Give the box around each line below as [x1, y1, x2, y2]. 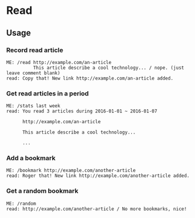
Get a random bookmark [6, 187, 79, 195]
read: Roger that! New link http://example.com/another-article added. [6, 173, 190, 179]
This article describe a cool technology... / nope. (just [32, 65, 185, 71]
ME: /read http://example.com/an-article [6, 59, 112, 65]
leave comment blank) [6, 70, 61, 76]
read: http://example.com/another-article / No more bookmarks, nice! [6, 206, 187, 212]
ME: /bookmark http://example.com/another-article [6, 167, 136, 174]
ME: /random [6, 200, 36, 207]
